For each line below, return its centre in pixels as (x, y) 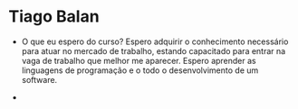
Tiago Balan (54, 17)
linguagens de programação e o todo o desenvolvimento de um (140, 70)
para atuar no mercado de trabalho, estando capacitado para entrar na (154, 50)
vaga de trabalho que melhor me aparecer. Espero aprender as (139, 60)
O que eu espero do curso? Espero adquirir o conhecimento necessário (155, 41)
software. (39, 79)
